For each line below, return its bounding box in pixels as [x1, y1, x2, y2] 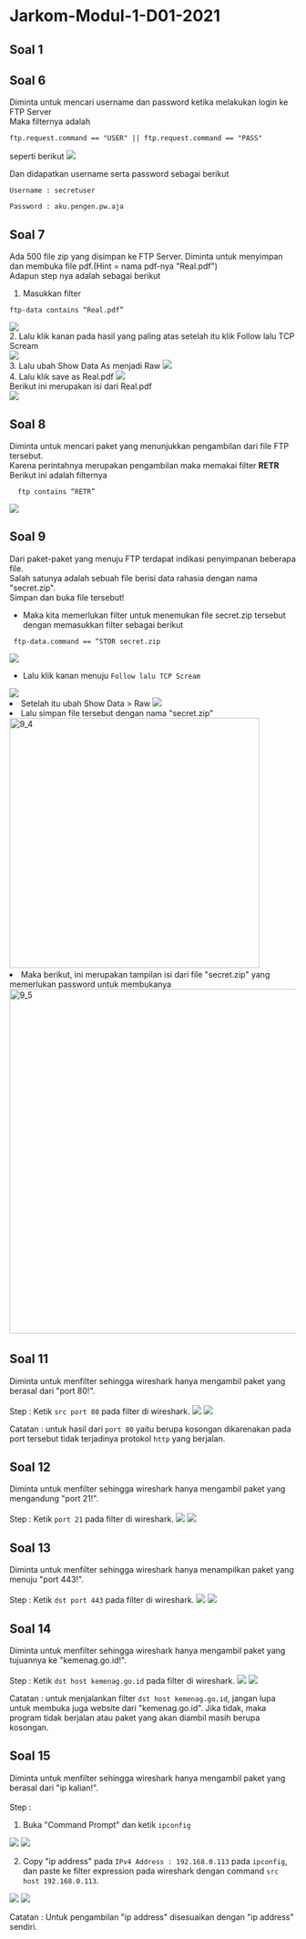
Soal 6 [9, 72, 46, 87]
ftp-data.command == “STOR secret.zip [13, 637, 161, 646]
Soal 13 [9, 1540, 52, 1555]
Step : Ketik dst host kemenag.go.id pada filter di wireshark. [9, 1676, 235, 1687]
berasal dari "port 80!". [9, 1385, 96, 1396]
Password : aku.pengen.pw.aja [9, 202, 125, 211]
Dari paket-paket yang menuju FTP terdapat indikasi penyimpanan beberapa [9, 553, 296, 564]
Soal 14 [9, 1621, 52, 1636]
